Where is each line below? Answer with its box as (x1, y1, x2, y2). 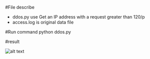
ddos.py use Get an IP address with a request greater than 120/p (12, 14, 146, 19)
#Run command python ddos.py (5, 29, 71, 34)
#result (5, 38, 20, 44)
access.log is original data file (12, 19, 74, 25)
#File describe (5, 4, 35, 10)
